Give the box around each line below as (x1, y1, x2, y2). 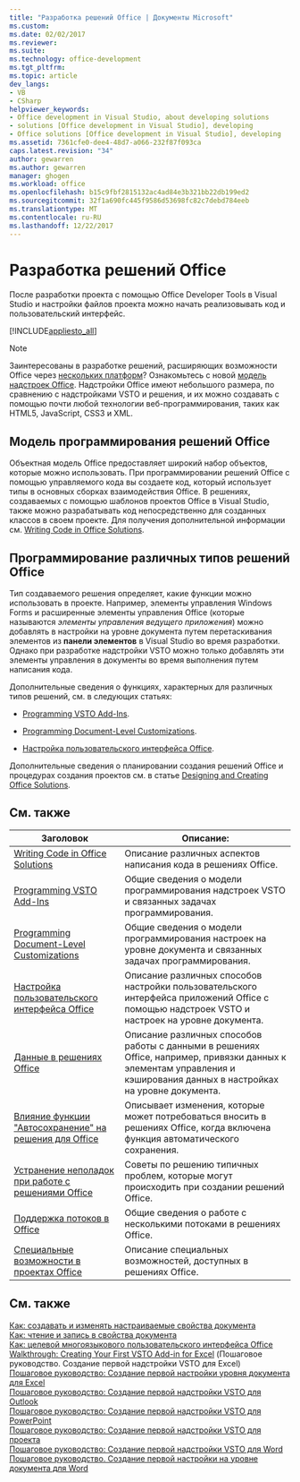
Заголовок (41, 832, 89, 844)
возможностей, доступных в (124, 1255, 248, 1267)
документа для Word (9, 1462, 89, 1473)
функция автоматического (124, 1132, 239, 1144)
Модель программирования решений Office (9, 433, 271, 449)
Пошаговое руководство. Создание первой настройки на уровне (9, 1452, 259, 1464)
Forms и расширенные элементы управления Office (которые (9, 607, 246, 618)
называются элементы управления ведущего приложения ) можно (9, 617, 264, 628)
